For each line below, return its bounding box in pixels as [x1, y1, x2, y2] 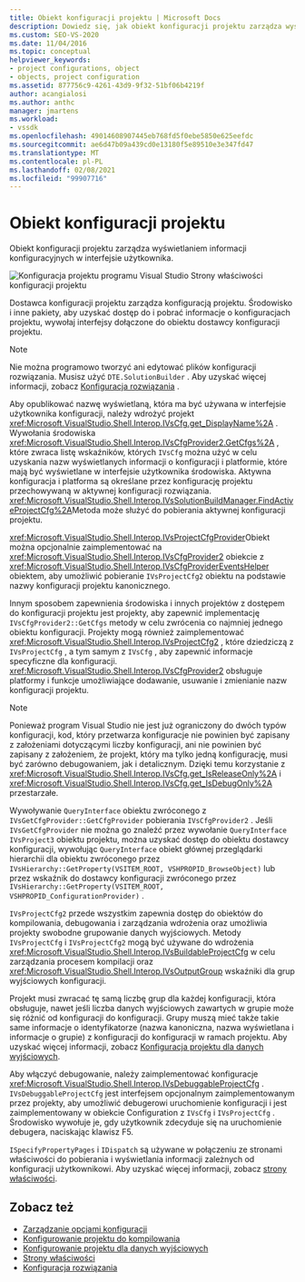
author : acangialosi [9, 89, 88, 98]
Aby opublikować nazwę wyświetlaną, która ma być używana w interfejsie [9, 399, 287, 410]
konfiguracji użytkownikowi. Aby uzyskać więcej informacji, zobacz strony [9, 1164, 288, 1175]
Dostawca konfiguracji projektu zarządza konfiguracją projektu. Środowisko [9, 297, 293, 309]
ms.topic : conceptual [9, 47, 92, 56]
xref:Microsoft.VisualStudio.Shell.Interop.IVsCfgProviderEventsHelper [9, 561, 270, 572]
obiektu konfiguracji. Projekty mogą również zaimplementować [9, 627, 245, 638]
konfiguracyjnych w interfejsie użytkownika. [9, 253, 174, 263]
